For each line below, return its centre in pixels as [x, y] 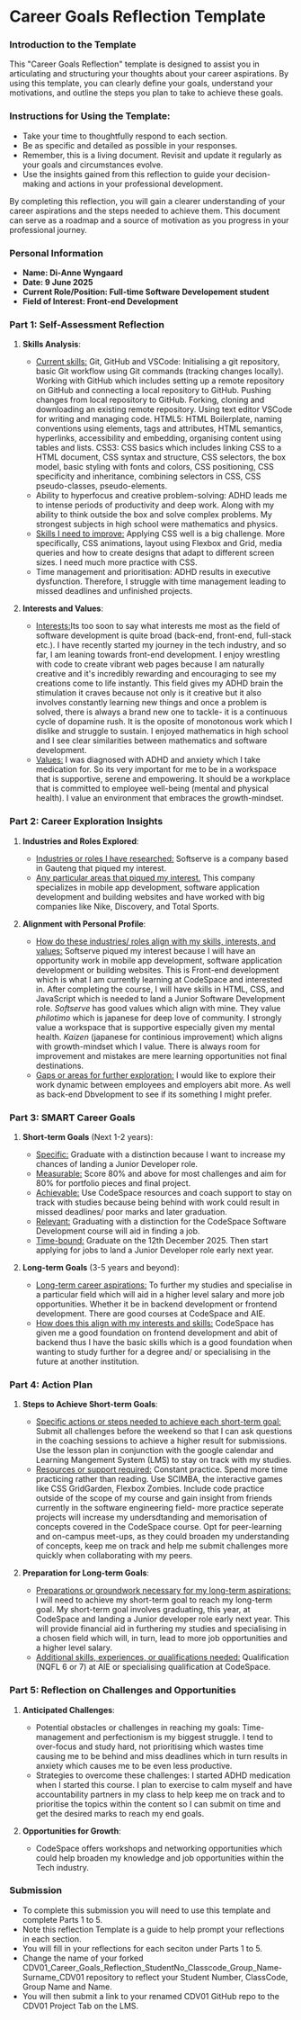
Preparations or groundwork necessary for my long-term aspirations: [164, 1591]
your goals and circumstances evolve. [93, 165]
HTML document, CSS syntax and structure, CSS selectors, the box [160, 457]
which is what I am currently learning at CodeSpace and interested [159, 979]
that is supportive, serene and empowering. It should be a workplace [163, 779]
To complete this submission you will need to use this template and [146, 1910]
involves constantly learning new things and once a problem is [151, 703]
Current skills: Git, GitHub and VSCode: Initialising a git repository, [158, 362]
